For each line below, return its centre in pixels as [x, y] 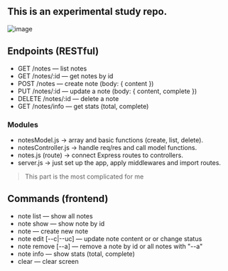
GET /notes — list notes [52, 68]
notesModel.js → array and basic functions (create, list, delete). [110, 140]
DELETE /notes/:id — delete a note [68, 98]
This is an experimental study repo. [87, 12]
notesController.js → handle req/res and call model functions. [107, 147]
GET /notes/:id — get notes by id [65, 76]
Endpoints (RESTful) [53, 52]
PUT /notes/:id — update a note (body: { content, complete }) [107, 91]
